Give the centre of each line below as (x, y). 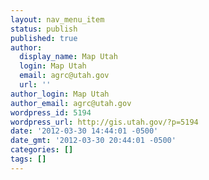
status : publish (44, 29)
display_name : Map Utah (68, 57)
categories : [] (42, 150)
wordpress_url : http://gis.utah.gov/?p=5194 (104, 122)
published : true (44, 38)
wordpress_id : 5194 (51, 112)
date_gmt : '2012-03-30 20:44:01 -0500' (93, 141)
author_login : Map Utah (60, 94)
